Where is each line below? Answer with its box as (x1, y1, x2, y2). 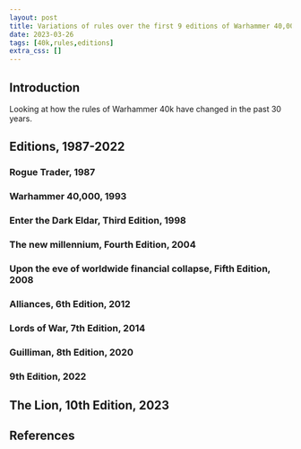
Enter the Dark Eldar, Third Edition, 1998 (9, 215, 186, 227)
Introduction (9, 80, 81, 95)
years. (9, 113, 33, 124)
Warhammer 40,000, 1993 (9, 190, 127, 203)
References (9, 428, 75, 444)
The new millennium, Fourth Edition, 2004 (9, 239, 196, 251)
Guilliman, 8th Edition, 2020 (9, 346, 134, 358)
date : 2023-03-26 (9, 30, 74, 39)
